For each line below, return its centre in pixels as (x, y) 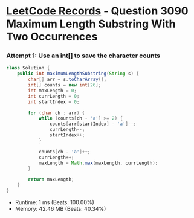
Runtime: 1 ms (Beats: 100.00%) (55, 202)
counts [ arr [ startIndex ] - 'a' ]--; (93, 124)
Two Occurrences (52, 37)
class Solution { (28, 68)
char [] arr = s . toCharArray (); (67, 80)
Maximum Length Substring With (91, 24)
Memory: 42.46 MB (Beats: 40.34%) (60, 208)
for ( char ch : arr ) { (57, 113)
